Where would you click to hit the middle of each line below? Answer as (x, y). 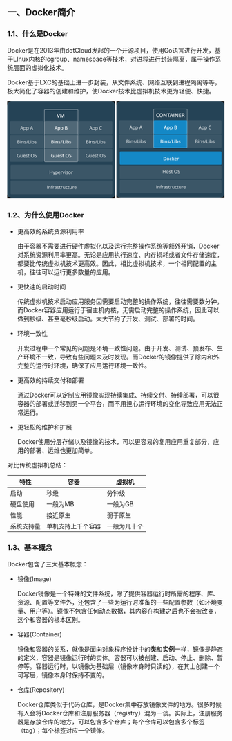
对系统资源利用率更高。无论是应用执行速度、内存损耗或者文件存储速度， (120, 255)
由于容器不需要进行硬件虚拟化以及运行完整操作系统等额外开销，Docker (118, 246)
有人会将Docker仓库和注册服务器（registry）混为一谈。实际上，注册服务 (120, 713)
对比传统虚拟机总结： (37, 465)
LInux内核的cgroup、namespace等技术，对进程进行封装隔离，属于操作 (114, 59)
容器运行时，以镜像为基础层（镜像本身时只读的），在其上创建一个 (128, 666)
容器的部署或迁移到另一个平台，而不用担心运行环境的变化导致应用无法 (117, 404)
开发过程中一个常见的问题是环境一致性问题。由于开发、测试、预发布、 (117, 348)
